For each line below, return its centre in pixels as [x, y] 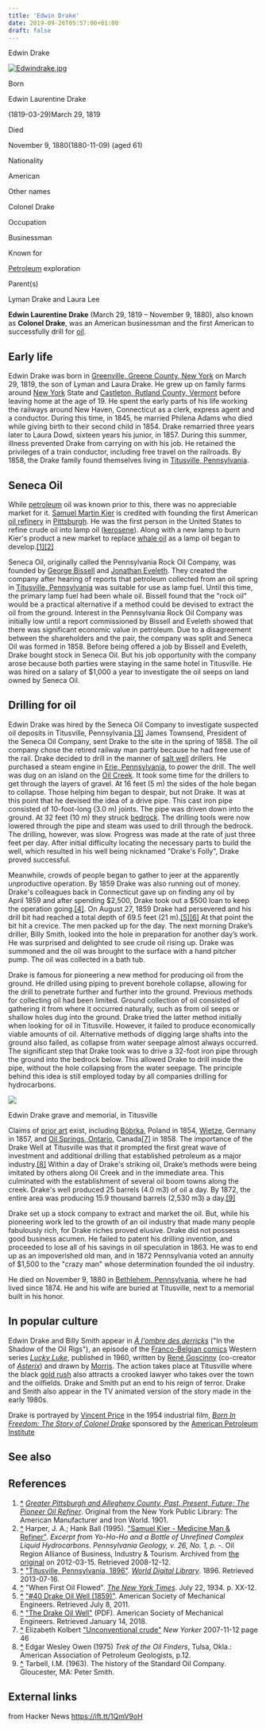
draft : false [30, 30]
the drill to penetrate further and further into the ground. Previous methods [130, 991]
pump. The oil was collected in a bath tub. [77, 959]
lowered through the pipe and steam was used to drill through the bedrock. [131, 826]
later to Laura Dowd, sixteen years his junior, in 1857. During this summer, [128, 435]
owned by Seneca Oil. [44, 680]
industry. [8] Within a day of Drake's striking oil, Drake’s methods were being [133, 1164]
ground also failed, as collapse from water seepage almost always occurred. [133, 1042]
